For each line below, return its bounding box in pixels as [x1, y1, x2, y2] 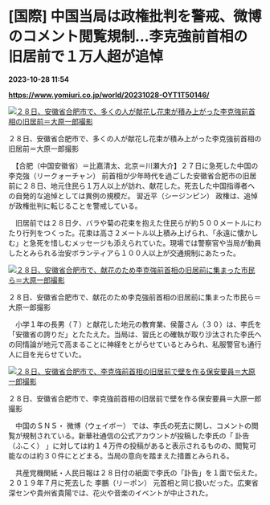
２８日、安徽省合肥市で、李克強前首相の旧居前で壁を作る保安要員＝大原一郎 [8, 393, 262, 403]
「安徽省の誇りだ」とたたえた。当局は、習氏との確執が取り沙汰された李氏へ [8, 329, 262, 339]
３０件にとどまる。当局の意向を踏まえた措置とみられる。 [43, 450, 234, 460]
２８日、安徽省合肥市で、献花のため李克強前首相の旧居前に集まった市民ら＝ [8, 292, 261, 302]
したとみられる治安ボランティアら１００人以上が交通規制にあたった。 [8, 248, 241, 258]
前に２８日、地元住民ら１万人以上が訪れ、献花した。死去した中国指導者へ [8, 181, 256, 190]
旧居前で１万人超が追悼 [8, 47, 164, 66]
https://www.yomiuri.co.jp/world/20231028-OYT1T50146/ [8, 90, 210, 100]
